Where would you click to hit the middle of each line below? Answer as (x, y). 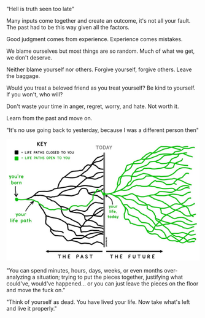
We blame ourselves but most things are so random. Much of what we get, (101, 51)
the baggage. (23, 76)
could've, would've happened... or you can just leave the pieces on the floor (102, 283)
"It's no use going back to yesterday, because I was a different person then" (103, 130)
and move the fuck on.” (36, 290)
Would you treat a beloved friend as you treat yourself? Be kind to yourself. (101, 88)
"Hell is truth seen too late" (41, 9)
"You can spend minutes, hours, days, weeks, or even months (85, 270)
